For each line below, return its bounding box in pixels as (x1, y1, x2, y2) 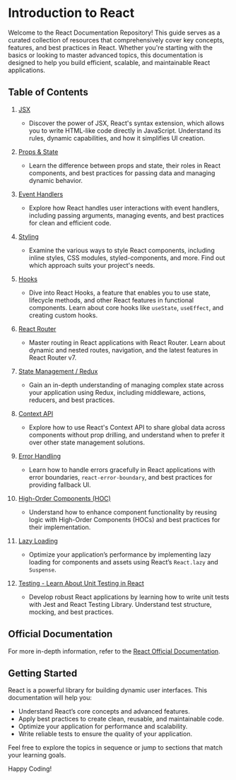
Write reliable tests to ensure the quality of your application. (18, 730, 193, 738)
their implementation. (28, 523, 91, 531)
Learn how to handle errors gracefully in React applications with (28, 465, 216, 474)
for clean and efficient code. (28, 218, 112, 227)
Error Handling (18, 451, 61, 460)
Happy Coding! (8, 764, 52, 773)
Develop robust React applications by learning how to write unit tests (28, 592, 230, 601)
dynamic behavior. (28, 176, 83, 184)
